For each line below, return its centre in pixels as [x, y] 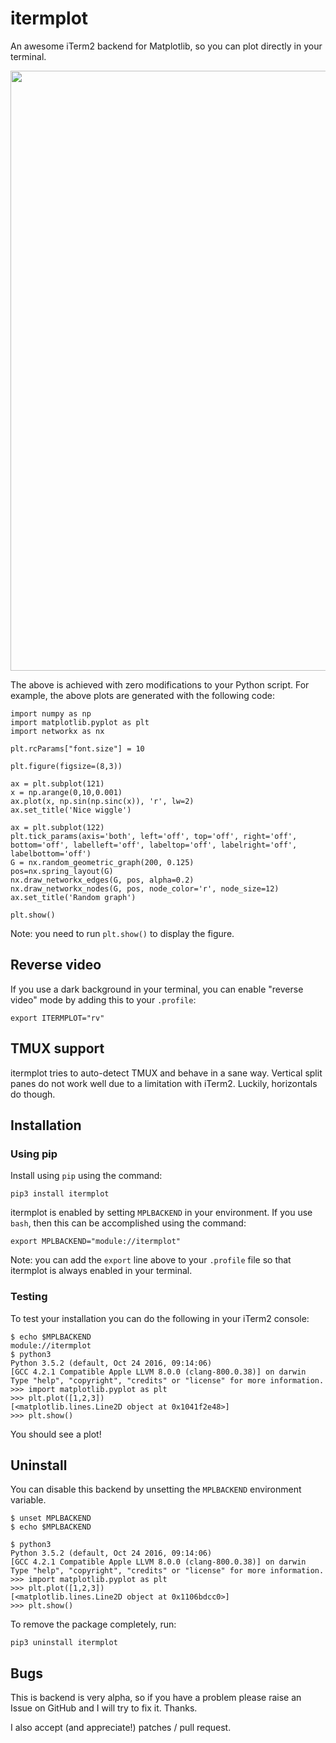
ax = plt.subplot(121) [57, 783]
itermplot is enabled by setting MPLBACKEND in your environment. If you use [161, 1213]
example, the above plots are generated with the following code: [142, 695]
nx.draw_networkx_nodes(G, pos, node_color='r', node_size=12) [145, 888]
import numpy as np [51, 713]
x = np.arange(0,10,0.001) [66, 792]
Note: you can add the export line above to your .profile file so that [151, 1260]
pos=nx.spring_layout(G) [62, 871]
